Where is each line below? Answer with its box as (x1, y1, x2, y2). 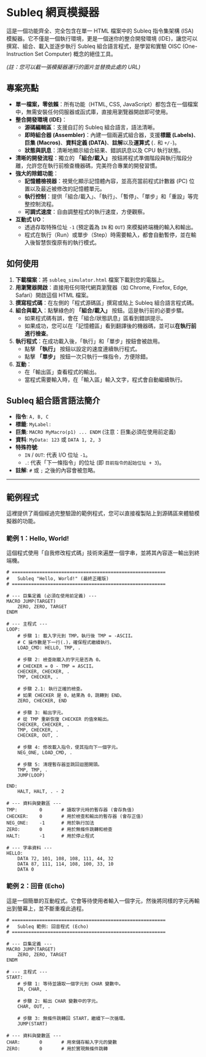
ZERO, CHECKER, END (17, 698, 67, 704)
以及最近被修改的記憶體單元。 (29, 185, 105, 192)
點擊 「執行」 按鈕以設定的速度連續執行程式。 (24, 345, 141, 352)
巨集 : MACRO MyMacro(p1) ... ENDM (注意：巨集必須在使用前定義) (15, 428, 177, 436)
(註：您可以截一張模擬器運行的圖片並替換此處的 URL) (6, 63, 141, 71)
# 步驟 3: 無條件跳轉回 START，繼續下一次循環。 (17, 1015, 128, 1021)
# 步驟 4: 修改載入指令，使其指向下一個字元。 (17, 744, 121, 750)
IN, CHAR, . (17, 986, 48, 992)
